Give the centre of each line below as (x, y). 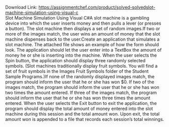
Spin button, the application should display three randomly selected (75, 60)
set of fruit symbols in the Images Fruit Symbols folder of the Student (77, 71)
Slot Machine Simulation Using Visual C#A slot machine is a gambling (77, 18)
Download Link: (21, 7)
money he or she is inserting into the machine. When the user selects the (81, 55)
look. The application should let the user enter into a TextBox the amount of (83, 50)
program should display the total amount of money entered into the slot (79, 108)
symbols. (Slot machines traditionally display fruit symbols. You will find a (81, 66)
